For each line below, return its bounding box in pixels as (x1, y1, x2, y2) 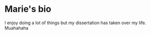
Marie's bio (4, 3, 51, 15)
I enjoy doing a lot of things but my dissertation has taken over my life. (4, 20, 147, 26)
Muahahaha (4, 25, 29, 31)
